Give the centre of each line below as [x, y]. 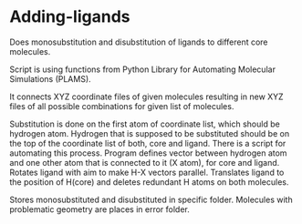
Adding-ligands [70, 17]
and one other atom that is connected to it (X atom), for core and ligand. [145, 162]
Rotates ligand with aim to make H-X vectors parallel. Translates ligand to [147, 172]
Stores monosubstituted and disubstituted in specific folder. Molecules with [151, 199]
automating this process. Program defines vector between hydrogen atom [148, 153]
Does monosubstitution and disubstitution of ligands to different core [139, 42]
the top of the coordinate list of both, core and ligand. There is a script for [148, 143]
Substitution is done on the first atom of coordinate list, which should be [145, 124]
